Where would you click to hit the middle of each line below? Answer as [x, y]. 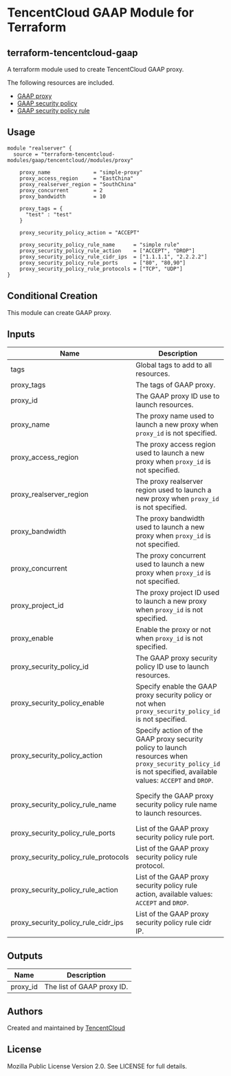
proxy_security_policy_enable [57, 703]
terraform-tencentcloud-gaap [73, 53]
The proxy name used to [175, 416]
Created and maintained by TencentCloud [66, 1028]
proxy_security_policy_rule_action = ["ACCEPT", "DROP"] [107, 251]
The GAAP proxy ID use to [178, 396]
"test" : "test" [48, 214]
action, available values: [174, 894]
